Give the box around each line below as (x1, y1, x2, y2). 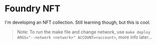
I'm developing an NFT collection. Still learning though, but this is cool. (5, 19, 151, 25)
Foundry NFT (5, 3, 61, 14)
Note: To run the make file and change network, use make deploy (17, 29, 151, 35)
